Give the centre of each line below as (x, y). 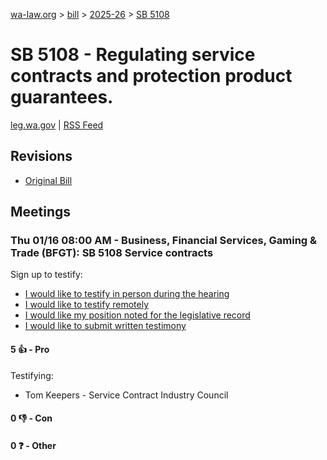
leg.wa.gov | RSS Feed (57, 125)
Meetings (41, 212)
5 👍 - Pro (30, 350)
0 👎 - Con (31, 418)
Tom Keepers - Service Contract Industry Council (126, 395)
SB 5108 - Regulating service (133, 55)
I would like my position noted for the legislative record (137, 315)
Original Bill (48, 180)
